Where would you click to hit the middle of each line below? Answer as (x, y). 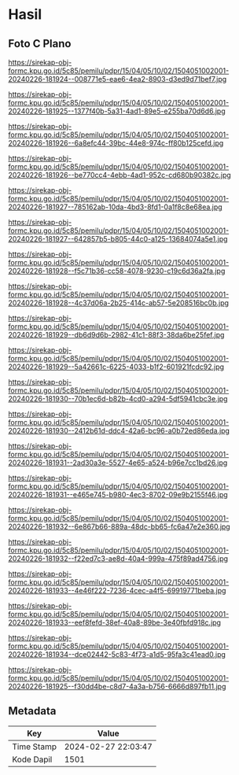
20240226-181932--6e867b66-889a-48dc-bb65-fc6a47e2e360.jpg (119, 526)
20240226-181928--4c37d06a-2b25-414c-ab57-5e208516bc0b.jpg (119, 303)
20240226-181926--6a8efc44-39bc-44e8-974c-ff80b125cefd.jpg (116, 143)
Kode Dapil (32, 759)
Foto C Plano (40, 44)
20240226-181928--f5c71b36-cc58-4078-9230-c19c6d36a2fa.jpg (117, 271)
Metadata (32, 711)
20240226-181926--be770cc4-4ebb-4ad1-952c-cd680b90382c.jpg (120, 175)
